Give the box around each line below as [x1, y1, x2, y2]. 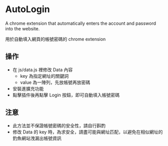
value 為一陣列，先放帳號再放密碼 [20, 79, 91, 85]
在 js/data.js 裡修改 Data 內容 [12, 67, 73, 73]
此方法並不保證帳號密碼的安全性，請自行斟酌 [12, 122, 106, 128]
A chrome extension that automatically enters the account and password [5, 20, 156, 26]
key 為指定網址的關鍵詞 [20, 73, 69, 79]
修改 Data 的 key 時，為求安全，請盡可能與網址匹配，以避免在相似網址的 [12, 129, 163, 135]
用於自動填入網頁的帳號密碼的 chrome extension [5, 36, 106, 42]
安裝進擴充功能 [12, 85, 44, 91]
